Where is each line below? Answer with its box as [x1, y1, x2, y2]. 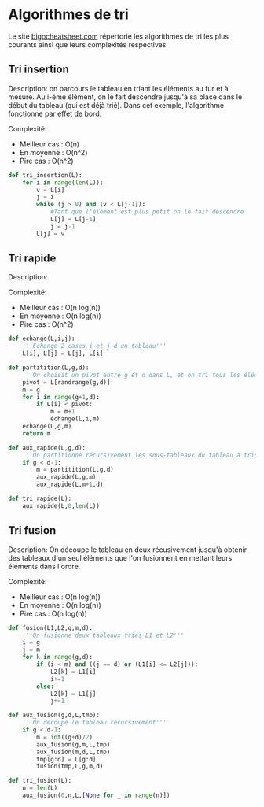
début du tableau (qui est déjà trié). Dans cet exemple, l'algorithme [8, 100, 225, 109]
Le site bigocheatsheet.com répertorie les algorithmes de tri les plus [8, 31, 229, 41]
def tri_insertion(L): [8, 171, 82, 179]
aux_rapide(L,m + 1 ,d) [36, 480, 104, 489]
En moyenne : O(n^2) [19, 147, 88, 157]
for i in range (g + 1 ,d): [22, 393, 101, 401]
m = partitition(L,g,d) [36, 466, 114, 474]
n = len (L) [22, 784, 58, 792]
